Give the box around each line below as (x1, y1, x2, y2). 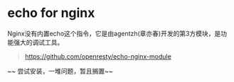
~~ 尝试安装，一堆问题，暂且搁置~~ (7, 66, 113, 75)
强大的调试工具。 (13, 37, 64, 47)
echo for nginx (7, 5, 95, 21)
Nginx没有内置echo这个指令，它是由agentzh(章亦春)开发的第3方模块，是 (7, 29, 221, 37)
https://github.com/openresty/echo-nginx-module (24, 52, 172, 61)
